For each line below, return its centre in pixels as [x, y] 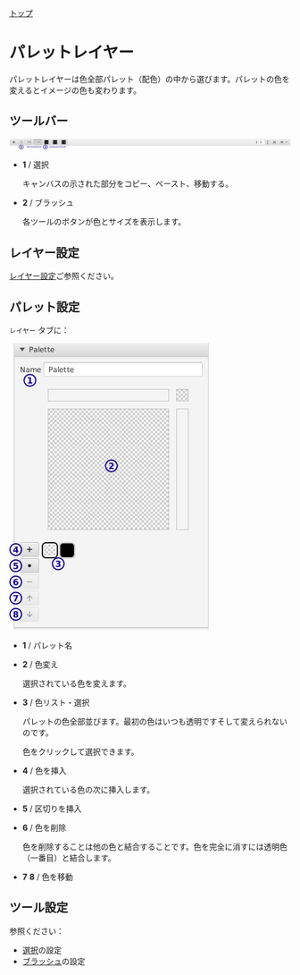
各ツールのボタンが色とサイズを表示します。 [104, 222]
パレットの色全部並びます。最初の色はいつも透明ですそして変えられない [154, 722]
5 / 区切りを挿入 [52, 809]
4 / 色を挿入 [44, 771]
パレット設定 [45, 307]
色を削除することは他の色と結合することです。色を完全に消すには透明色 [154, 847]
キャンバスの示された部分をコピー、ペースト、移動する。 [128, 184]
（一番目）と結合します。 [69, 858]
